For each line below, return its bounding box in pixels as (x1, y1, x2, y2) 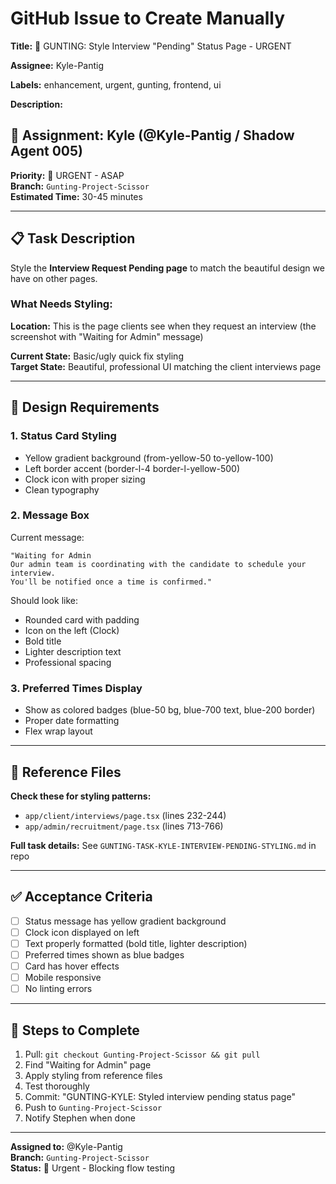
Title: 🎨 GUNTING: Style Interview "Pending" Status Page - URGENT (10, 40, 292, 52)
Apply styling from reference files (24, 1070, 163, 1082)
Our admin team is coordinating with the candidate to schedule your (10, 559, 307, 569)
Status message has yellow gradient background (24, 915, 227, 927)
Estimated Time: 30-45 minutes (10, 190, 143, 202)
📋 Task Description (10, 230, 136, 247)
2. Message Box (10, 508, 90, 522)
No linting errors (24, 983, 93, 995)
